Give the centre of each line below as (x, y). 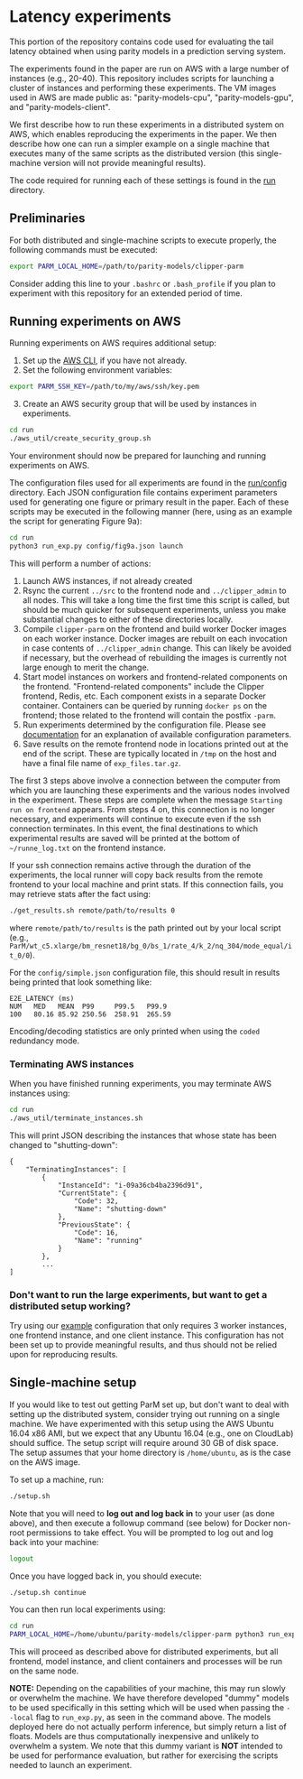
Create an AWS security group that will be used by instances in (139, 404)
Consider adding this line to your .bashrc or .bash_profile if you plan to (143, 283)
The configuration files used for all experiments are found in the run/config (148, 483)
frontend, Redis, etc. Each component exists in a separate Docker (144, 696)
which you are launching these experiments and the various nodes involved (150, 790)
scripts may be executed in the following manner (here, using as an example (151, 512)
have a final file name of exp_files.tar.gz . (101, 763)
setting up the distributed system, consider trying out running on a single (145, 1413)
